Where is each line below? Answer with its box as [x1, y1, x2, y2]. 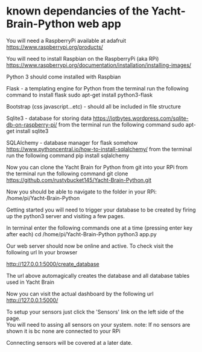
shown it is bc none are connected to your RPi [6, 327, 121, 335]
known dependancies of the [6, 4, 150, 18]
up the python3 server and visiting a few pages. [6, 212, 125, 219]
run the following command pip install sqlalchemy [6, 152, 130, 159]
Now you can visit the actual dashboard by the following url [6, 290, 154, 297]
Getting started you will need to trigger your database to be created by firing [6, 206, 196, 213]
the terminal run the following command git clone [6, 170, 128, 177]
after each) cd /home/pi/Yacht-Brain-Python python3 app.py [6, 230, 157, 237]
